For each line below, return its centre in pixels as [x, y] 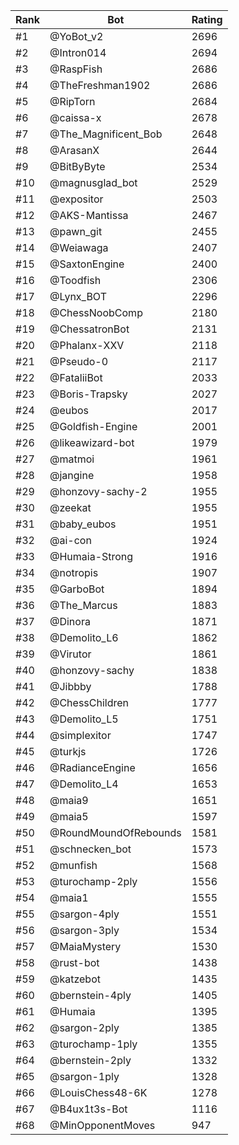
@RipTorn [72, 101]
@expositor [76, 199]
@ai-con [70, 540]
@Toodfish [75, 280]
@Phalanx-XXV [87, 345]
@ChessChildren [89, 702]
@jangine [72, 475]
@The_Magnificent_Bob [106, 134]
